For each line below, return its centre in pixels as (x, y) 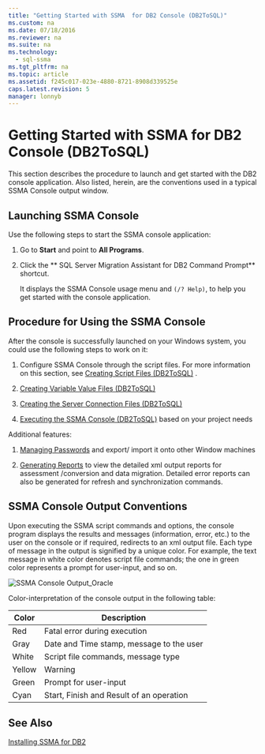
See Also (30, 723)
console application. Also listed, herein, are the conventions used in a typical (132, 182)
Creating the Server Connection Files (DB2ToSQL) (101, 403)
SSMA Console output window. (58, 191)
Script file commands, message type (112, 656)
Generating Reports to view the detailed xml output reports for (121, 465)
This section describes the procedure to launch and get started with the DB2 (132, 174)
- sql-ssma (33, 60)
